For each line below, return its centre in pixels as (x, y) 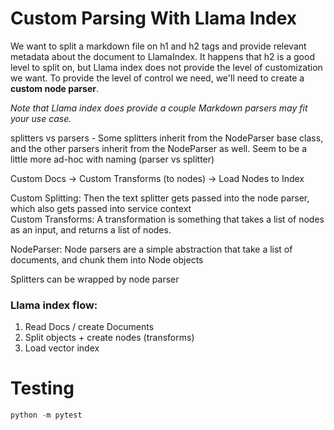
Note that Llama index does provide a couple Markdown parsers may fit (159, 108)
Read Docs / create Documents (89, 327)
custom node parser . (54, 88)
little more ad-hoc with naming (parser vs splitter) (112, 159)
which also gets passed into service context (101, 208)
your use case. (41, 118)
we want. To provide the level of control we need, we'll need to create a (157, 78)
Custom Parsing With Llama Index (154, 18)
